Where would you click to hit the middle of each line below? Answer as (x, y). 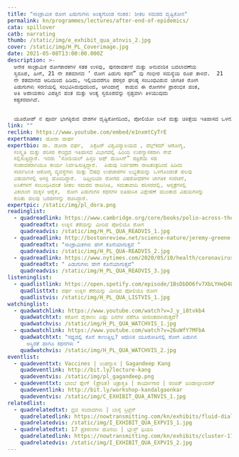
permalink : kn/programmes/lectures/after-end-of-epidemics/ (99, 21)
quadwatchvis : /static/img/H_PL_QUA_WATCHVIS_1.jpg (98, 324)
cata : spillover (31, 27)
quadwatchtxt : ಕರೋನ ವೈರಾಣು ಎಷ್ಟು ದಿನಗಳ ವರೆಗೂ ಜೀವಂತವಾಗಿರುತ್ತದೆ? (100, 317)
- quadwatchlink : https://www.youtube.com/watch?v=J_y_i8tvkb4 (109, 311)
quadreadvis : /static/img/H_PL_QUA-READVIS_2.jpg (95, 251)
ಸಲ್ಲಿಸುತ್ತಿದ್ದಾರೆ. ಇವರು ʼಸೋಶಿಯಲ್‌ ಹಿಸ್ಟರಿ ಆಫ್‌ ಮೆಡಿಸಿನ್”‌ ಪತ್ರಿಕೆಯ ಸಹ (86, 158)
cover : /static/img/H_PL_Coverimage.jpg (68, 47)
